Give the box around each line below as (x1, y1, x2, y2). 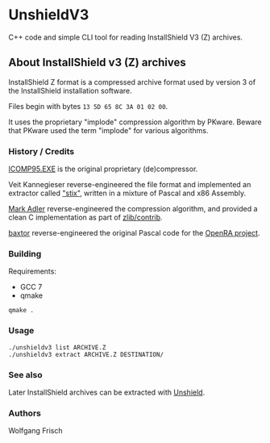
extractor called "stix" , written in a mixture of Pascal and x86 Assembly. (8, 188, 247, 199)
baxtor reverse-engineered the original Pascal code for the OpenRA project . (8, 228, 260, 238)
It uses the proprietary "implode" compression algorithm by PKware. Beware (8, 117, 262, 127)
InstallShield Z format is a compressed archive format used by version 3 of (8, 77, 256, 86)
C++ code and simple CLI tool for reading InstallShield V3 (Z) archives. (8, 32, 243, 42)
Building (8, 248, 42, 259)
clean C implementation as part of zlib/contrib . (8, 212, 163, 223)
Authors (8, 407, 42, 419)
